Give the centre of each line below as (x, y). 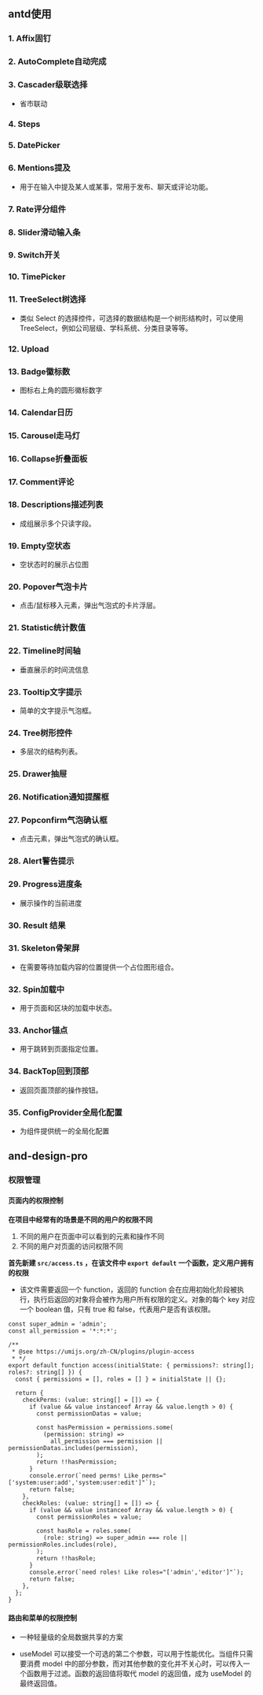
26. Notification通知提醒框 (59, 797)
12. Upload (29, 349)
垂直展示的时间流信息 (54, 669)
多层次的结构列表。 (51, 751)
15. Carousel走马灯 (44, 436)
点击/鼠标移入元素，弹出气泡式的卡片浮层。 (89, 606)
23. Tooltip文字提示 (45, 692)
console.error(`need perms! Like (84, 1475)
